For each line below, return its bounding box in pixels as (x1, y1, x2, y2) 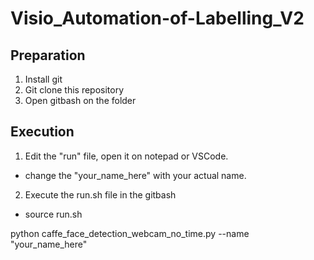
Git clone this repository (24, 84, 125, 96)
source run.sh (24, 208, 83, 220)
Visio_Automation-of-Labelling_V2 (10, 7, 305, 30)
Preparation (10, 47, 86, 64)
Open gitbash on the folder (24, 95, 137, 106)
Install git (24, 73, 63, 85)
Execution (10, 123, 75, 141)
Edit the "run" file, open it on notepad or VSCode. (24, 150, 229, 162)
